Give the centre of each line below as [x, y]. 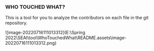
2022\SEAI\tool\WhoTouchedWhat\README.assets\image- [66, 38]
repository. [16, 23]
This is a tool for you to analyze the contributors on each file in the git [77, 18]
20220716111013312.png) [31, 43]
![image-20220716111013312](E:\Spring [45, 33]
